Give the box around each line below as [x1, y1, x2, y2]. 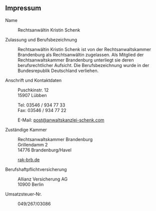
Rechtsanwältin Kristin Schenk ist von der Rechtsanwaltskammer [17, 46, 151, 52]
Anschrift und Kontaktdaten [5, 77, 62, 83]
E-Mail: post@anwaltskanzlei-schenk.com [17, 117, 104, 123]
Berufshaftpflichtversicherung [5, 166, 67, 172]
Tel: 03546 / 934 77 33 [17, 102, 65, 108]
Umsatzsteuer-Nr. [5, 191, 42, 197]
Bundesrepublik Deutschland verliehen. [17, 67, 99, 73]
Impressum [5, 4, 41, 12]
